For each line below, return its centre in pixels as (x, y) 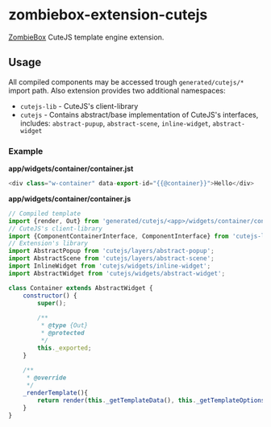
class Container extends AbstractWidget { (81, 288)
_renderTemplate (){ (56, 393)
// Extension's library (48, 243)
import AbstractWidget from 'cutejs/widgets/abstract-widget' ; (117, 273)
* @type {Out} (65, 325)
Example (26, 151)
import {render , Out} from (54, 221)
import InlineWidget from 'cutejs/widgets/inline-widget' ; (110, 266)
